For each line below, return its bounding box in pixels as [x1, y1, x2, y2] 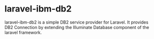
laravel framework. [4, 29, 42, 35]
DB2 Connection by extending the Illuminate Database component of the [4, 24, 150, 30]
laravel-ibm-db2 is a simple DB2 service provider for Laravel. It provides [4, 19, 149, 25]
